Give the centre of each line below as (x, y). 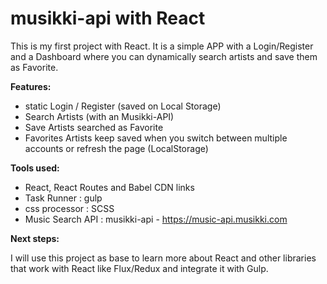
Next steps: (35, 238)
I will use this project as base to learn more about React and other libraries (163, 258)
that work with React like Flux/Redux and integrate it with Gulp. (139, 268)
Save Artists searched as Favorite (94, 127)
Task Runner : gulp (63, 198)
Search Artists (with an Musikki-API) (99, 116)
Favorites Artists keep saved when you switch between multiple (156, 138)
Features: (31, 86)
